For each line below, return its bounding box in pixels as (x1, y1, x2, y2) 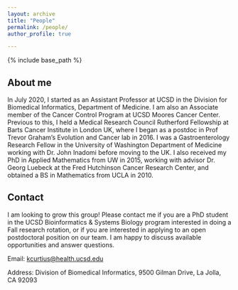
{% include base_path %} (7, 56, 82, 65)
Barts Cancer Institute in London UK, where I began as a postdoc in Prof (7, 126, 218, 134)
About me (7, 76, 52, 89)
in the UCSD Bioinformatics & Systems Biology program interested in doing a (7, 217, 232, 226)
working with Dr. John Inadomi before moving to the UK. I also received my (7, 149, 227, 157)
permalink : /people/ (7, 23, 69, 31)
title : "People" (7, 17, 55, 24)
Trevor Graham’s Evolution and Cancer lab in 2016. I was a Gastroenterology (7, 133, 230, 142)
